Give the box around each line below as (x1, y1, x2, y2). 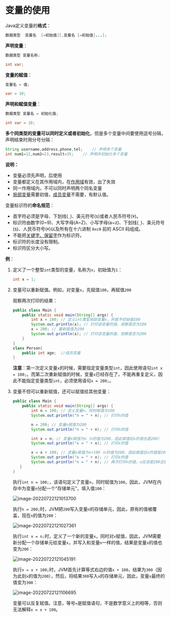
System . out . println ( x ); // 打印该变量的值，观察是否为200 (31, 331, 147, 337)
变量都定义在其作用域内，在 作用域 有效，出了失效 (12, 178, 116, 185)
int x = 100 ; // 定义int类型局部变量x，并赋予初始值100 (31, 317, 141, 322)
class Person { (12, 345, 43, 351)
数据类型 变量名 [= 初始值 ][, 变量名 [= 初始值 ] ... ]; (5, 33, 107, 38)
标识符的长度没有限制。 (12, 238, 62, 245)
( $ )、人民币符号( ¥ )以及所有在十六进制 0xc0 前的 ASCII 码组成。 (12, 225, 144, 232)
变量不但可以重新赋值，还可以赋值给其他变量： (12, 389, 111, 395)
